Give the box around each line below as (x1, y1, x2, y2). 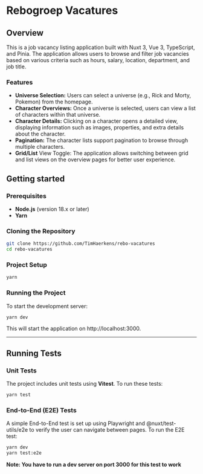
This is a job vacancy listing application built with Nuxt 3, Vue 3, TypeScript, (6, 44, 195, 51)
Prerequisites (6, 192, 47, 200)
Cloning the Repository (6, 227, 76, 235)
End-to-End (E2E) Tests (6, 406, 77, 414)
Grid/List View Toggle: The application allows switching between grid (14, 149, 188, 157)
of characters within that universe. (14, 111, 101, 118)
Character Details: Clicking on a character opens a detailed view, (14, 117, 178, 125)
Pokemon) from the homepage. (14, 98, 93, 106)
